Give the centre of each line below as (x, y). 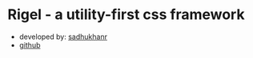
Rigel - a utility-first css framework (126, 15)
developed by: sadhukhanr (63, 37)
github (30, 44)
